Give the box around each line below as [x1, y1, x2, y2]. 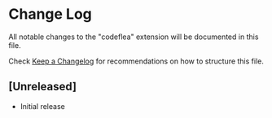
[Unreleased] [8, 80, 77, 94]
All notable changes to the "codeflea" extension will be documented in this [8, 32, 259, 42]
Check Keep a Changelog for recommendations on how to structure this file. [8, 56, 265, 66]
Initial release [20, 101, 65, 111]
